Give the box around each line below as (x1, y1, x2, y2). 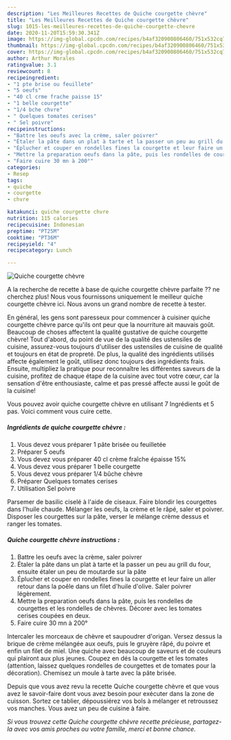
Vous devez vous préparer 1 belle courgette (16, 463, 141, 471)
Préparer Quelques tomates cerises (16, 477, 118, 486)
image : (7, 36, 26, 43)
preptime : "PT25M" (7, 228, 60, 234)
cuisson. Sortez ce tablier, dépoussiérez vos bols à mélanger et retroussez (7, 697, 219, 706)
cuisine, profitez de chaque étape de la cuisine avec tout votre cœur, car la (7, 372, 220, 380)
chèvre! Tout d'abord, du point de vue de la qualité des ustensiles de (7, 335, 201, 343)
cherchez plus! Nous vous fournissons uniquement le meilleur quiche (7, 292, 203, 301)
